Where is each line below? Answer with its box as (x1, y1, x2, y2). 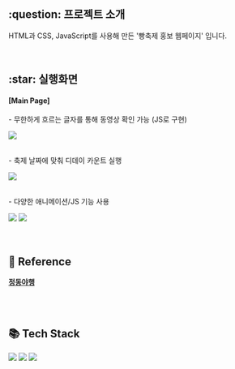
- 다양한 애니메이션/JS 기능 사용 (8, 197, 109, 207)
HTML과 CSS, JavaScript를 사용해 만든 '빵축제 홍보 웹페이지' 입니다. (8, 31, 228, 41)
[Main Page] (8, 96, 50, 105)
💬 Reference (8, 255, 71, 268)
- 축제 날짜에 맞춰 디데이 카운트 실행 (8, 156, 122, 165)
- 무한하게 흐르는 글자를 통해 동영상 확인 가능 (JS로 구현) (8, 114, 188, 124)
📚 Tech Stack (8, 327, 80, 341)
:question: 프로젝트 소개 (8, 7, 126, 22)
